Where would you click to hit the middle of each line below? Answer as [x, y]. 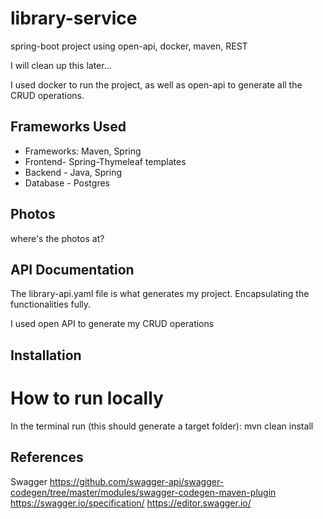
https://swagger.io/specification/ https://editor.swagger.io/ [131, 503]
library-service [74, 18]
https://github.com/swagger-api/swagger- [137, 481]
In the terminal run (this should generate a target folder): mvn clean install [162, 426]
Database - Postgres [67, 183]
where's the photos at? [57, 238]
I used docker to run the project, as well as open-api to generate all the [156, 84]
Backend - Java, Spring [73, 172]
